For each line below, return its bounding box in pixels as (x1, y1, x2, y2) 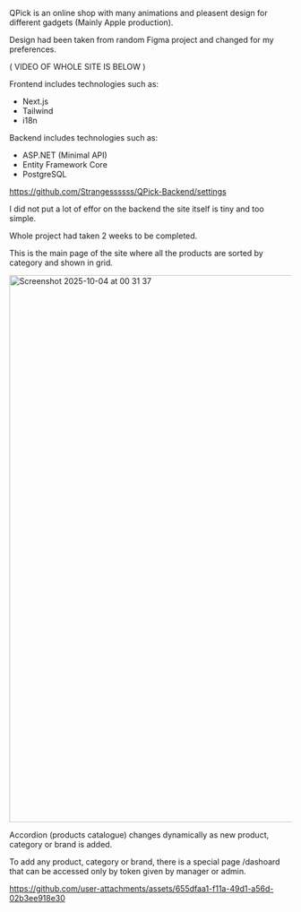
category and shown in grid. (9, 257, 114, 268)
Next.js (21, 96, 49, 107)
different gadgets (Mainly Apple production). (9, 17, 174, 28)
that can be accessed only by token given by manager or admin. (9, 866, 246, 876)
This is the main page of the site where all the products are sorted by (9, 248, 264, 258)
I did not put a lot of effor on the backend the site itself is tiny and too (9, 203, 264, 214)
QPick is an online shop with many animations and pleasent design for (9, 8, 268, 18)
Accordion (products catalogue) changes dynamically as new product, (9, 830, 270, 840)
